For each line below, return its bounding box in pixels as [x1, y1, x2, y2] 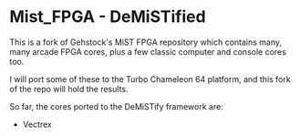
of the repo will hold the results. [9, 83, 129, 94]
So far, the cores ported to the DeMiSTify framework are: [9, 100, 223, 111]
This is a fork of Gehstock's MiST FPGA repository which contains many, [9, 37, 283, 47]
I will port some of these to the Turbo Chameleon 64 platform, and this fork [9, 73, 291, 84]
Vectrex [22, 119, 53, 130]
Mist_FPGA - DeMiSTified [9, 6, 207, 27]
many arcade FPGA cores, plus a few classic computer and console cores [9, 46, 287, 57]
